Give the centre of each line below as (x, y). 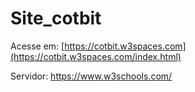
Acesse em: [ (37, 46)
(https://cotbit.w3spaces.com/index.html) (96, 56)
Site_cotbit (56, 18)
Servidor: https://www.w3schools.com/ (91, 76)
